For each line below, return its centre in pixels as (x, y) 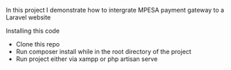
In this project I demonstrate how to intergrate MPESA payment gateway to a (115, 10)
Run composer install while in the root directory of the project (103, 52)
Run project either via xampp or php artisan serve (87, 59)
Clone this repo (37, 44)
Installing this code (33, 31)
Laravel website (28, 17)
